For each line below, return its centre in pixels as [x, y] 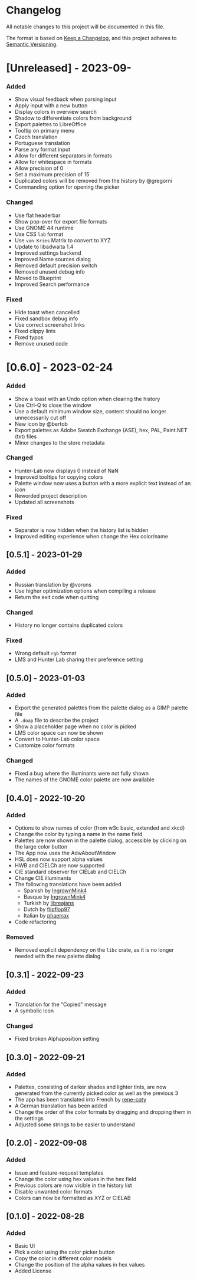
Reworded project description [51, 495]
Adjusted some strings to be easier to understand [75, 1125]
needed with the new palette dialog [58, 956]
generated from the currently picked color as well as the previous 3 [96, 1093]
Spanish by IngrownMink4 [55, 890]
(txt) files [26, 436]
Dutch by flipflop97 [47, 909]
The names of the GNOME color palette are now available [84, 780]
